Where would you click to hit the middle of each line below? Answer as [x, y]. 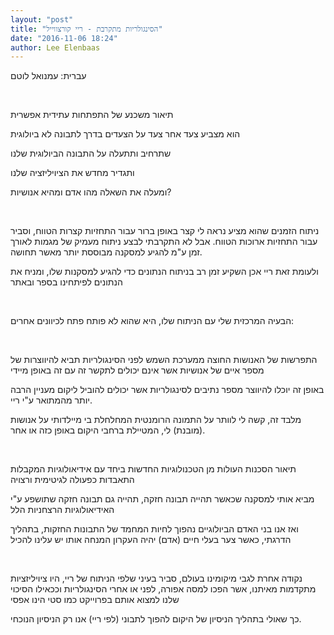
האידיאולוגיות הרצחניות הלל [62, 510]
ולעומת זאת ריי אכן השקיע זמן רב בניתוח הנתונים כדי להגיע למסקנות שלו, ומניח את [164, 272]
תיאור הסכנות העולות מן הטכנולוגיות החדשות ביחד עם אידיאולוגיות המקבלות [153, 469]
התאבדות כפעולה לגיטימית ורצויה [72, 480]
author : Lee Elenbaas [55, 47]
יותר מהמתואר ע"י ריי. [51, 400]
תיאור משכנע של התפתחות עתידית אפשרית [92, 115]
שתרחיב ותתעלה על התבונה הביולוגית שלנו [91, 153]
